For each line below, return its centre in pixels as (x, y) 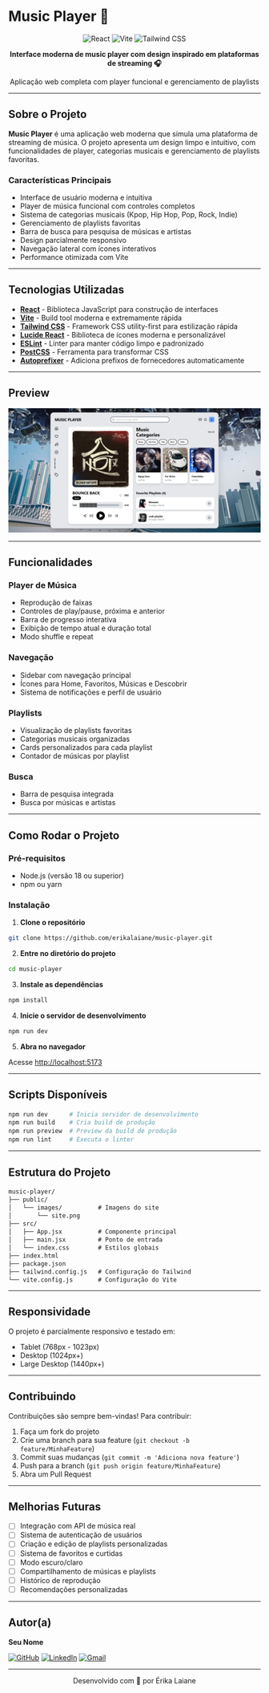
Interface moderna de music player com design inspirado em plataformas (134, 54)
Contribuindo (42, 1397)
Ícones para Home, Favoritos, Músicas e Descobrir (103, 683)
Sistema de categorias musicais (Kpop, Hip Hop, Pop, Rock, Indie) (128, 215)
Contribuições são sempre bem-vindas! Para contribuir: (100, 1416)
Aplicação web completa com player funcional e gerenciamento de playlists (134, 81)
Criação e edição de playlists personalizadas (94, 1544)
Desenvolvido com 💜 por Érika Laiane (134, 1680)
